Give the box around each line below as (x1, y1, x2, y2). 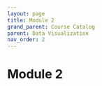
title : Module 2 (7, 17, 54, 24)
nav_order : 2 (7, 36, 45, 43)
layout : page (7, 10, 45, 17)
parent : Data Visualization (7, 29, 89, 37)
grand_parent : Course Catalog (7, 23, 96, 30)
